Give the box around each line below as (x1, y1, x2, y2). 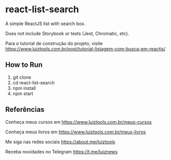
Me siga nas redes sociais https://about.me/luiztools (5, 139, 115, 145)
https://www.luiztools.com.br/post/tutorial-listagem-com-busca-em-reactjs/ (5, 45, 166, 52)
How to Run (5, 60, 43, 70)
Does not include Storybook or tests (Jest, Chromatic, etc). (5, 30, 129, 36)
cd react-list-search (12, 79, 55, 85)
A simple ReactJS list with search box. (5, 20, 86, 27)
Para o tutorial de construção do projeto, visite (5, 40, 103, 47)
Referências (5, 105, 45, 114)
